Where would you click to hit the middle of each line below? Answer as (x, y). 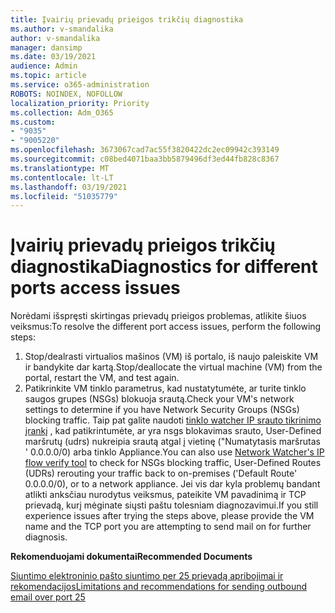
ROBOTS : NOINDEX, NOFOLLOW (66, 94)
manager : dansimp (46, 47)
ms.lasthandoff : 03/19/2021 (69, 187)
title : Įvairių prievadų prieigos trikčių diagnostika (127, 19)
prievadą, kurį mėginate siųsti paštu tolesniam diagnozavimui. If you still (171, 505)
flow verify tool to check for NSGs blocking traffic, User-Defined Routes (173, 463)
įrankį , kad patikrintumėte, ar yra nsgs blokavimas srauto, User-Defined (173, 431)
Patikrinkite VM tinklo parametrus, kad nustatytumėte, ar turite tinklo (165, 388)
